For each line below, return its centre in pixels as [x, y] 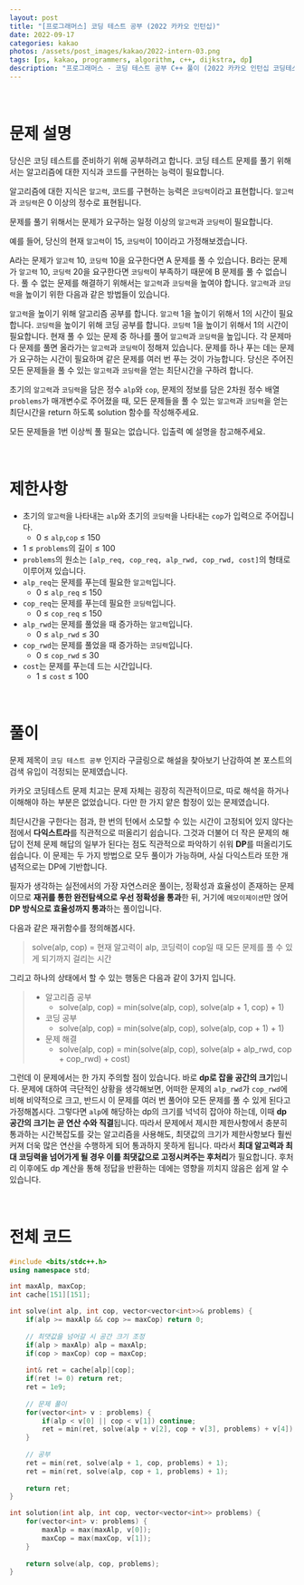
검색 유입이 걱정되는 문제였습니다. [69, 771]
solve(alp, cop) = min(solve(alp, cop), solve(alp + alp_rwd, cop [175, 1049]
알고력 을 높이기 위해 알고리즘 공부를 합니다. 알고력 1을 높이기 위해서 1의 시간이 [143, 313]
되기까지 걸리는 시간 [76, 958]
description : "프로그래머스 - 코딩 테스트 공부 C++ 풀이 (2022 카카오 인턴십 [139, 69]
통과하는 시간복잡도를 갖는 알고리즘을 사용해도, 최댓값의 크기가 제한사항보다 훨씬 [151, 1133]
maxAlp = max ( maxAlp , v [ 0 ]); [97, 1530]
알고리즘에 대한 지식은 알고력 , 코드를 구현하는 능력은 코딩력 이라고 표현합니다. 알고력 [152, 190]
